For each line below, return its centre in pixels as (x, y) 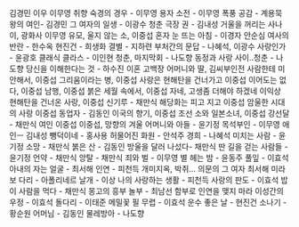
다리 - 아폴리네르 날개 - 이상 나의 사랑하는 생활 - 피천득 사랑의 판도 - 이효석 (149, 180)
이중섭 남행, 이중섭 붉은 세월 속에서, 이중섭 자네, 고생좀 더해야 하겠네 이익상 (151, 91)
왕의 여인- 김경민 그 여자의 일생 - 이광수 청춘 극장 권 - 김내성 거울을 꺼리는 (137, 24)
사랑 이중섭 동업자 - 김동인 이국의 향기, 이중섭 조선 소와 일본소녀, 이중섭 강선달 (154, 113)
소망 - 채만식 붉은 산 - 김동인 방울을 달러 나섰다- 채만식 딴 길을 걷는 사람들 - (157, 146)
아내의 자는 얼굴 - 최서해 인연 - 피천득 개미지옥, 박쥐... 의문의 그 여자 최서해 (139, 169)
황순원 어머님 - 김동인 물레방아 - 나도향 (77, 213)
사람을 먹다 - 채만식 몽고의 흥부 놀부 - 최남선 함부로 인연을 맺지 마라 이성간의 (151, 191)
